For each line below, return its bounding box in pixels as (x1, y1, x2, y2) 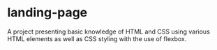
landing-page (7, 5, 88, 21)
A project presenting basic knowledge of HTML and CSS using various (7, 27, 211, 36)
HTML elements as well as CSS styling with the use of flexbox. (7, 34, 187, 42)
